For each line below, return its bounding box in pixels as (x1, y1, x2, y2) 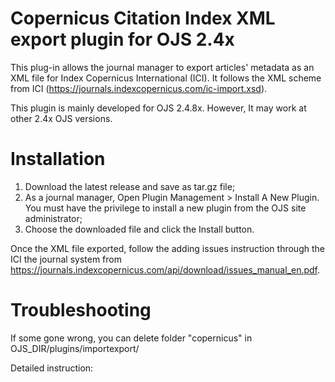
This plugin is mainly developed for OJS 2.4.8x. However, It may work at (10, 102, 307, 114)
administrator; (24, 212, 83, 224)
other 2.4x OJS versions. (10, 112, 113, 124)
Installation (10, 148, 106, 171)
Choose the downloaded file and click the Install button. (24, 223, 255, 235)
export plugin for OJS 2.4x (10, 28, 235, 51)
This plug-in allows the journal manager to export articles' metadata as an (10, 61, 315, 73)
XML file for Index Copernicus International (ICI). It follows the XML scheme (10, 72, 322, 84)
